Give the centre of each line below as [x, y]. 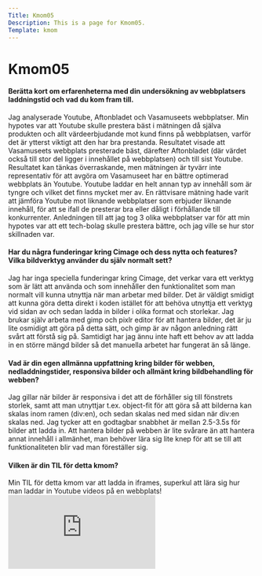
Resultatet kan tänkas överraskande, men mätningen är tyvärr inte [115, 167]
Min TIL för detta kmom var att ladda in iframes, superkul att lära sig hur [124, 483]
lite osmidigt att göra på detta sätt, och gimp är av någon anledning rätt [123, 328]
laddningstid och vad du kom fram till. [71, 100]
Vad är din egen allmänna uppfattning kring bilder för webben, [112, 363]
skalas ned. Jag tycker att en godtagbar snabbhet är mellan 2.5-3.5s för [124, 423]
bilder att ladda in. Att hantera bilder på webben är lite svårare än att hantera [131, 430]
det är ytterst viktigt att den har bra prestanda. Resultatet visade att [117, 142]
